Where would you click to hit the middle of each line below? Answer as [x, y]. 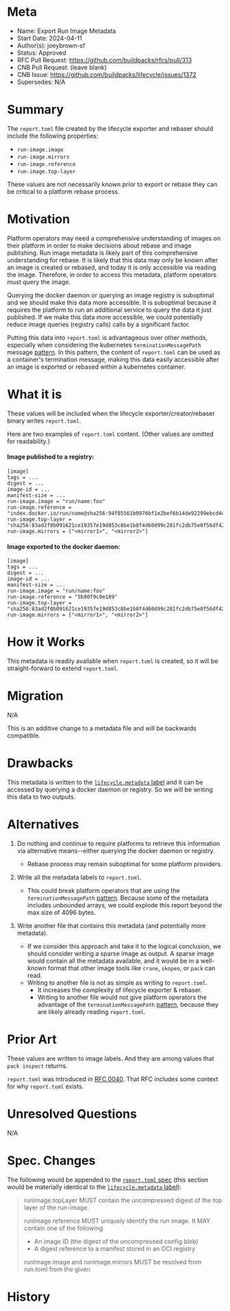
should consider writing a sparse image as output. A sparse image [120, 953]
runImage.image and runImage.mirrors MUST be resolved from [113, 1262]
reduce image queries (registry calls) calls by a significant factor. [99, 324]
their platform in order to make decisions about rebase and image [99, 245]
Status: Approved [41, 53]
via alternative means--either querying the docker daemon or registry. [116, 850]
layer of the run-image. [56, 1208]
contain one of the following [63, 1228]
